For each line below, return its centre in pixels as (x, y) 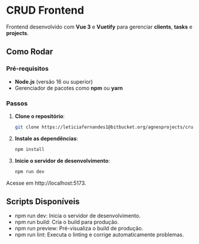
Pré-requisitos (27, 69)
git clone (27, 127)
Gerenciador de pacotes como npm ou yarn (69, 88)
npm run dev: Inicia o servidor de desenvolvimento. (78, 216)
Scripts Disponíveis (43, 202)
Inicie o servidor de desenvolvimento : (62, 160)
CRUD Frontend (45, 10)
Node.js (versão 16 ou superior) (54, 81)
